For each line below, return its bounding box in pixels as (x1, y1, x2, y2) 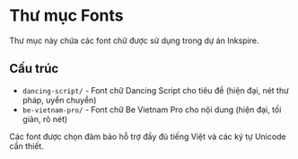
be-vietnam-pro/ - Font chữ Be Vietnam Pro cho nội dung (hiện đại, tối (22, 104, 282, 115)
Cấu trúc (9, 61, 59, 76)
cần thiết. (9, 140, 45, 151)
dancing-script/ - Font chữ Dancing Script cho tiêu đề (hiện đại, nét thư (22, 84, 289, 95)
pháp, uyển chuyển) (22, 94, 97, 105)
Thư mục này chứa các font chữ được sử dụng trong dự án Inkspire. (9, 35, 259, 46)
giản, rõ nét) (22, 113, 68, 124)
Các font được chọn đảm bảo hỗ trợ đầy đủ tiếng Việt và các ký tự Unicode (9, 131, 286, 142)
